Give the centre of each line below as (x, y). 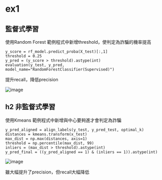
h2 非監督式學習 (30, 107)
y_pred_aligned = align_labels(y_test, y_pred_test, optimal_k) (75, 130)
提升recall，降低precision (32, 80)
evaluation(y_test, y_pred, (35, 65)
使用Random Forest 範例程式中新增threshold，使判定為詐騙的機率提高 (78, 42)
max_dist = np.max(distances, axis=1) (46, 139)
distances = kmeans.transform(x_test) (46, 134)
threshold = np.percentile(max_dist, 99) (50, 143)
